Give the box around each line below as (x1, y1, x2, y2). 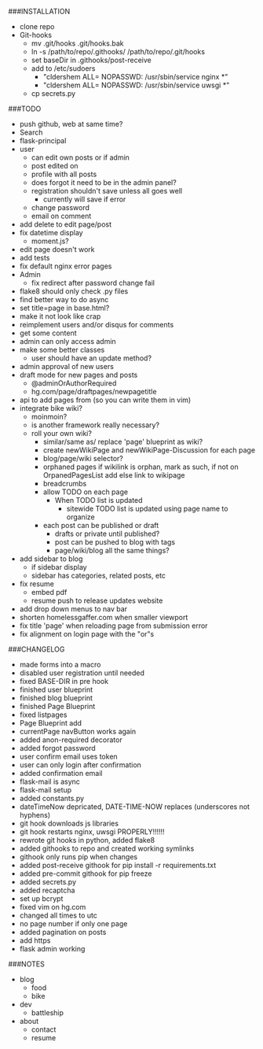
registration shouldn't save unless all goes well (31, 187, 183, 195)
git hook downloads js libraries (19, 818, 119, 828)
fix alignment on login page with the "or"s (19, 630, 155, 638)
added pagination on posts (19, 928, 107, 936)
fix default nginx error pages (19, 261, 112, 271)
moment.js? (31, 236, 69, 246)
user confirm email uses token (19, 752, 118, 761)
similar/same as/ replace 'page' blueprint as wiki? (42, 437, 203, 446)
